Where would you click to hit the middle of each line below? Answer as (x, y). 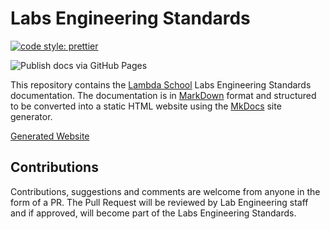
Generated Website (50, 136)
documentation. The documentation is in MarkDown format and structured (163, 95)
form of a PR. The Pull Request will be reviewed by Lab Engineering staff (159, 202)
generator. (31, 116)
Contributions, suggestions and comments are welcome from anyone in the (165, 191)
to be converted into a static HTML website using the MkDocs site (146, 106)
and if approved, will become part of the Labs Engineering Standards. (153, 213)
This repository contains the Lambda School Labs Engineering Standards (161, 84)
